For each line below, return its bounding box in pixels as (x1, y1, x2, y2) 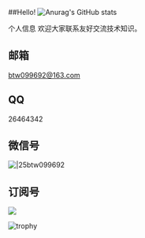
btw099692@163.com (8, 70, 80, 80)
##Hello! (8, 8, 36, 17)
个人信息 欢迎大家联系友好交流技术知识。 (8, 24, 142, 33)
